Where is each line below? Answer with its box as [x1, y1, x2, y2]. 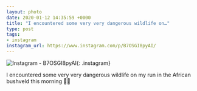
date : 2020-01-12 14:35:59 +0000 [6, 15, 91, 21]
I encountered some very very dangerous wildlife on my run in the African [6, 71, 192, 78]
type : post [6, 25, 34, 32]
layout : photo [6, 8, 43, 15]
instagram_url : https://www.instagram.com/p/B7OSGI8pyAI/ [6, 43, 156, 49]
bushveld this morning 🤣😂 [6, 77, 71, 85]
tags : [6, 32, 20, 38]
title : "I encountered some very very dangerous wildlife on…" [6, 20, 170, 26]
